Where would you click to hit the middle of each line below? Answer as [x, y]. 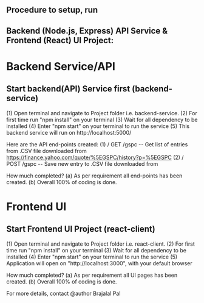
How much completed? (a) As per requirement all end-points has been [94, 176]
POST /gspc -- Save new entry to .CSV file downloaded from [82, 163]
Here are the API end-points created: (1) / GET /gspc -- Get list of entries [97, 144]
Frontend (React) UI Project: [60, 40]
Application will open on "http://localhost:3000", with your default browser [99, 263]
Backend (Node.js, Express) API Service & [87, 31]
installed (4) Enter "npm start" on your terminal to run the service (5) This [98, 126]
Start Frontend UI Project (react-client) [81, 229]
